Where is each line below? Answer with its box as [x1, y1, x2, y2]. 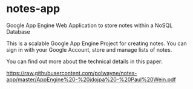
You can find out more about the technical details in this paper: [6, 58, 163, 65]
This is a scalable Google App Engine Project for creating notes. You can [6, 40, 188, 47]
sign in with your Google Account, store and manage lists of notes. [6, 46, 172, 53]
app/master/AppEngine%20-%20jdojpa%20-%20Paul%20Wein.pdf [6, 76, 177, 83]
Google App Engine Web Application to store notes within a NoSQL [6, 22, 173, 29]
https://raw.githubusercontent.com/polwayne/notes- [6, 69, 137, 76]
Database [6, 28, 30, 35]
